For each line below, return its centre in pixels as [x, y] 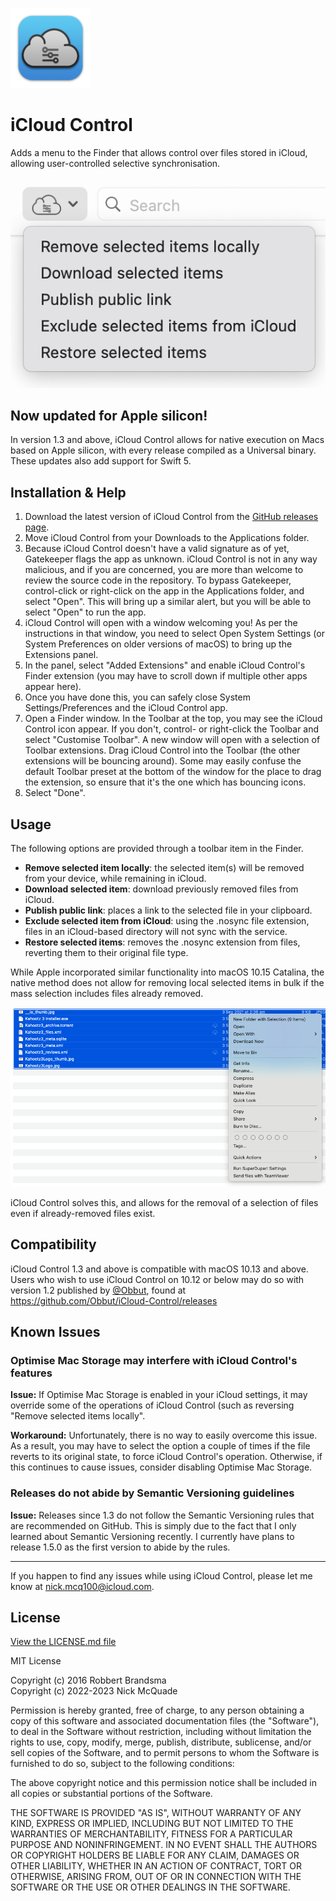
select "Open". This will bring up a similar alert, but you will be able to [168, 602]
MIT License [36, 1661]
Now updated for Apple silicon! [109, 415]
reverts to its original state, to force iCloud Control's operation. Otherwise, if [166, 1457]
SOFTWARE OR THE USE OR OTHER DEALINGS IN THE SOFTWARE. [150, 1887]
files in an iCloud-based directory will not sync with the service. [156, 932]
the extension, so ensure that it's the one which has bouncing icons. [165, 782]
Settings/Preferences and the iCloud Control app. [126, 708]
